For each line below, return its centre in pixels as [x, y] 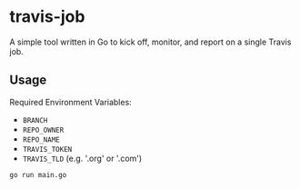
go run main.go [38, 174]
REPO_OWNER [43, 130]
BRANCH [35, 120]
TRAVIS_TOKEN [47, 149]
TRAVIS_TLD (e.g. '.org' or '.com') [82, 158]
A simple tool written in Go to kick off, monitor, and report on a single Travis [150, 42]
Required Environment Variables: [70, 102]
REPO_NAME [41, 139]
